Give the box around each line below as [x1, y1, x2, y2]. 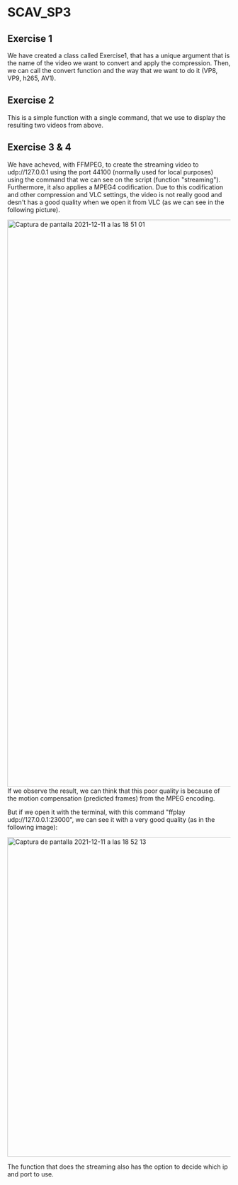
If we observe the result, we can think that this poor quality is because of [7, 786, 220, 795]
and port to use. [7, 1169, 55, 1178]
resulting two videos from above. [7, 121, 104, 129]
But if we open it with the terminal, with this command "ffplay [7, 808, 186, 816]
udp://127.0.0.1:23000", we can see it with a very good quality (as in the [7, 815, 215, 823]
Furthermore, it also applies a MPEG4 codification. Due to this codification [7, 182, 224, 191]
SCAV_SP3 [7, 4, 72, 21]
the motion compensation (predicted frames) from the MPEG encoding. [7, 794, 215, 802]
